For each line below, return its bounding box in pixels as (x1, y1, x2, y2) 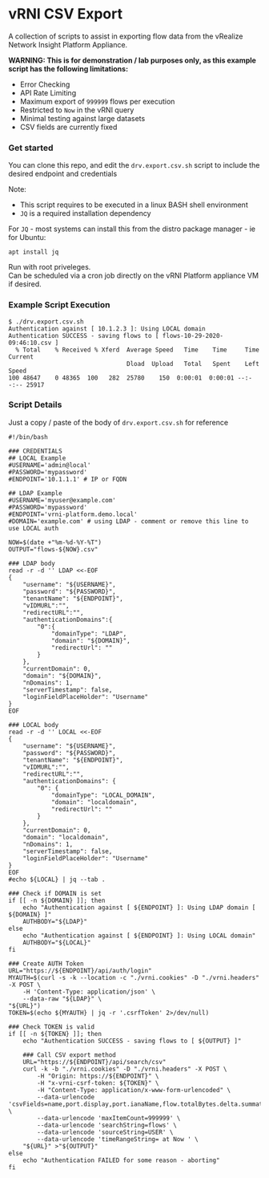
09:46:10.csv (8, 339, 52, 347)
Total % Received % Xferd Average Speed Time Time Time (22, 346, 260, 354)
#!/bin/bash (8, 433, 48, 441)
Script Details (8, 399, 62, 410)
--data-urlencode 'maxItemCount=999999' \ (37, 1114, 181, 1122)
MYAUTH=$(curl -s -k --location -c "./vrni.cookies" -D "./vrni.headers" (8, 973, 260, 981)
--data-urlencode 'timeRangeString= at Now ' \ (37, 1135, 199, 1143)
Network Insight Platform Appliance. (8, 39, 128, 49)
